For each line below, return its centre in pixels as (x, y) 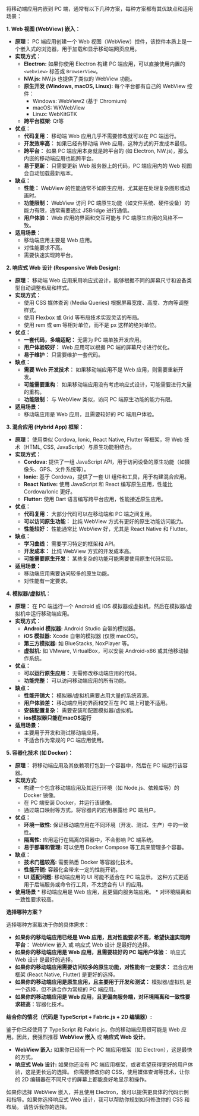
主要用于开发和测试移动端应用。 (63, 733)
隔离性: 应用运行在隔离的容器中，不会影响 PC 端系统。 (90, 840)
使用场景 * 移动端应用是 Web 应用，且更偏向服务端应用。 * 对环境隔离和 (103, 892)
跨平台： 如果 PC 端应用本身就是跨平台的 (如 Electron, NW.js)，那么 (106, 151)
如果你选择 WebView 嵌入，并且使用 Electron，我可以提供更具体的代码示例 (97, 1092)
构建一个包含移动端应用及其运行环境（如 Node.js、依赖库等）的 (102, 788)
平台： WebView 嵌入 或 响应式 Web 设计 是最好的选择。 (84, 945)
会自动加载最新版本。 (50, 173)
